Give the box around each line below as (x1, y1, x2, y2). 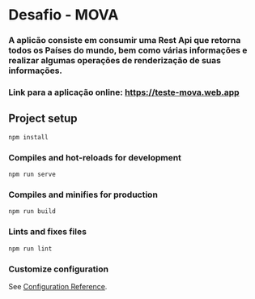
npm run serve (8, 170, 57, 179)
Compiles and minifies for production (8, 189, 158, 200)
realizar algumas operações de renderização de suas (8, 55, 221, 66)
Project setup (8, 112, 79, 126)
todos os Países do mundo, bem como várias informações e (8, 45, 248, 56)
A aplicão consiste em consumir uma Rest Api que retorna (8, 35, 241, 46)
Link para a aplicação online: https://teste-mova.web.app (8, 87, 240, 98)
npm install (8, 133, 49, 141)
